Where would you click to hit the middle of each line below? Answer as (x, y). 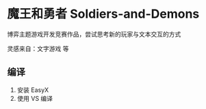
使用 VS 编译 (35, 98)
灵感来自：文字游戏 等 (38, 48)
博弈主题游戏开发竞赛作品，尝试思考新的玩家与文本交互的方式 (94, 34)
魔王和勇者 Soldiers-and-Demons (103, 14)
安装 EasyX (33, 90)
